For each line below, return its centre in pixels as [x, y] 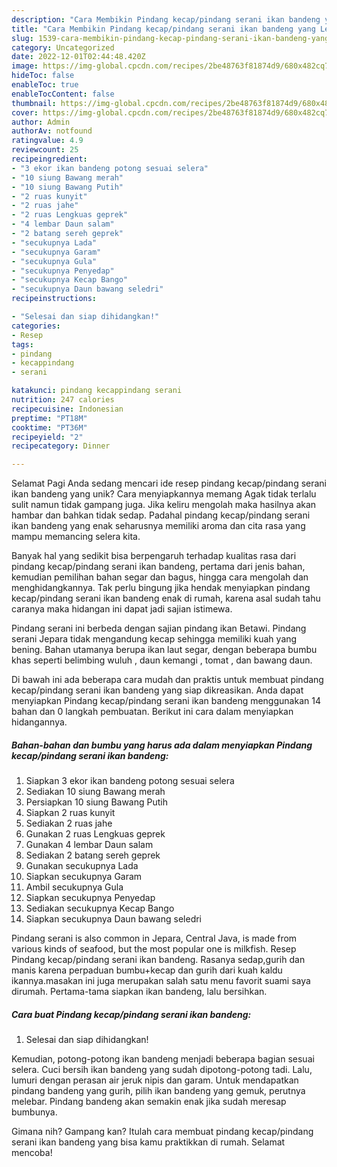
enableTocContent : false [63, 94]
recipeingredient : [49, 159]
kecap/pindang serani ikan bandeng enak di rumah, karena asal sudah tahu [166, 598]
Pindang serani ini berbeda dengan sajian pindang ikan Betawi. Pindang [159, 628]
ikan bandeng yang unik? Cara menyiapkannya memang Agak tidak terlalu [164, 494]
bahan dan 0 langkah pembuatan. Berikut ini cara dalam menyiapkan [152, 712]
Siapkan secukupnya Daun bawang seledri [113, 919]
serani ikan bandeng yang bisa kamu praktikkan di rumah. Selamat [148, 1142]
